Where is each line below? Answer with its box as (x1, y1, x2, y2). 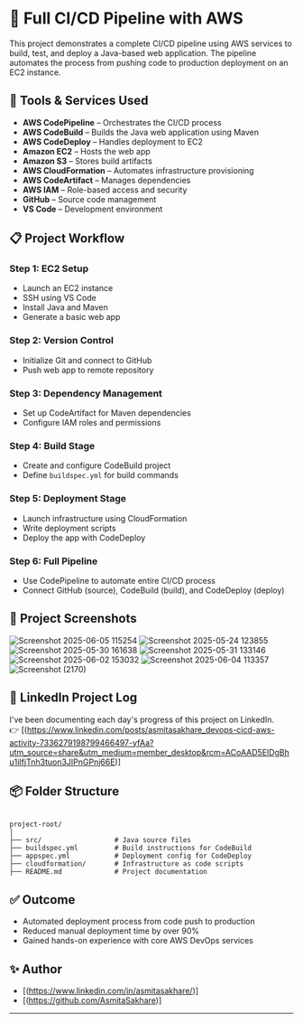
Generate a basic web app (22, 312, 121, 323)
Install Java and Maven (22, 302, 108, 313)
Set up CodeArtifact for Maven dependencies (22, 408, 191, 418)
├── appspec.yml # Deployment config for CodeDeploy (9, 851, 252, 861)
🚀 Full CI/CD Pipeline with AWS (9, 8, 243, 29)
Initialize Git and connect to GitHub (22, 354, 152, 365)
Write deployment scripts (22, 522, 116, 533)
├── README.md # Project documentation (9, 868, 207, 877)
